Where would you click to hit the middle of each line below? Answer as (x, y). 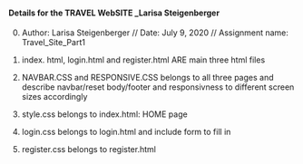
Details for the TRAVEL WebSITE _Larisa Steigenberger (114, 13)
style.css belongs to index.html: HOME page (104, 114)
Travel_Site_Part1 (53, 43)
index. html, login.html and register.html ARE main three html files (143, 60)
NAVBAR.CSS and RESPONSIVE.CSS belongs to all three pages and (147, 78)
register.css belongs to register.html (88, 150)
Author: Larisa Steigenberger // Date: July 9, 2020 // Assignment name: (155, 33)
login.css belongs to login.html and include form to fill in (126, 132)
